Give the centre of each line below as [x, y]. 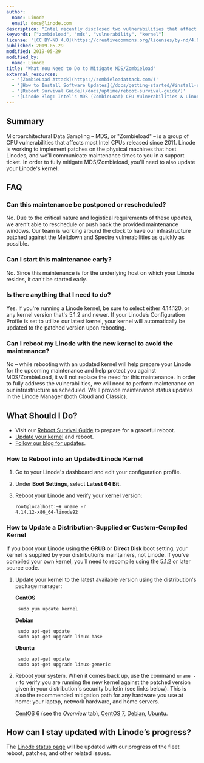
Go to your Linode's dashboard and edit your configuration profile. [98, 472]
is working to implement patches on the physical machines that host [91, 149]
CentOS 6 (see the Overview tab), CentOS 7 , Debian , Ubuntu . [91, 713]
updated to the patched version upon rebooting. [66, 327]
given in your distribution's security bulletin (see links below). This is [101, 688]
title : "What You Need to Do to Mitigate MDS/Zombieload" [81, 68]
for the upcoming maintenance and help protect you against [81, 371]
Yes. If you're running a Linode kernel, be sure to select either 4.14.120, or [98, 308]
